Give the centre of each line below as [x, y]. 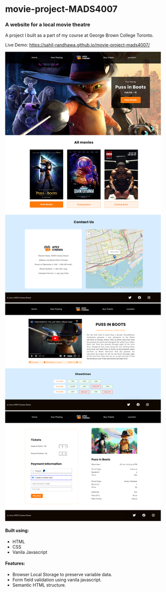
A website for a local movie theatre [48, 25]
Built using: [17, 531]
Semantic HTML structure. [39, 585]
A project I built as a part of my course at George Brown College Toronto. [80, 35]
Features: [15, 563]
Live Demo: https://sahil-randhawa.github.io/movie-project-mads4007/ [78, 45]
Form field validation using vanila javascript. [57, 580]
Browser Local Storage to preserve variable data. [62, 575]
